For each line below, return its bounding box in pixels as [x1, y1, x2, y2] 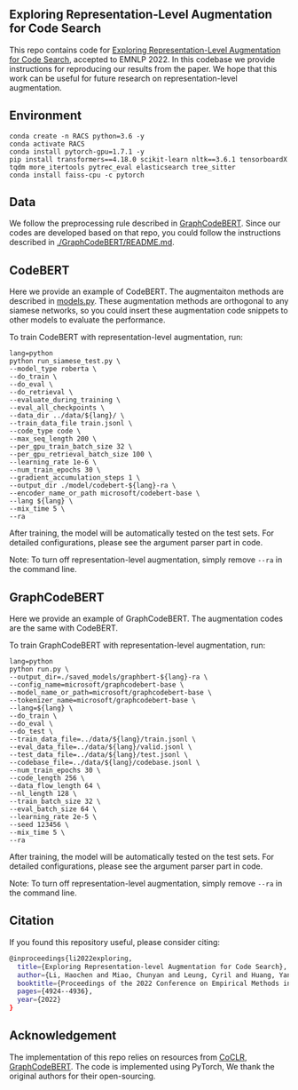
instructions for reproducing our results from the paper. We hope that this [9, 63, 278, 74]
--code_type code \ [9, 426, 82, 436]
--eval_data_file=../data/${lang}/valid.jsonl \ [9, 743, 192, 752]
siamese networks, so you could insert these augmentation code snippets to [9, 306, 288, 316]
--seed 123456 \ [9, 821, 69, 830]
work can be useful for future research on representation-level [9, 73, 238, 84]
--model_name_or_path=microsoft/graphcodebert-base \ [9, 688, 213, 697]
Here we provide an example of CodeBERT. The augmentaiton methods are [9, 286, 284, 297]
